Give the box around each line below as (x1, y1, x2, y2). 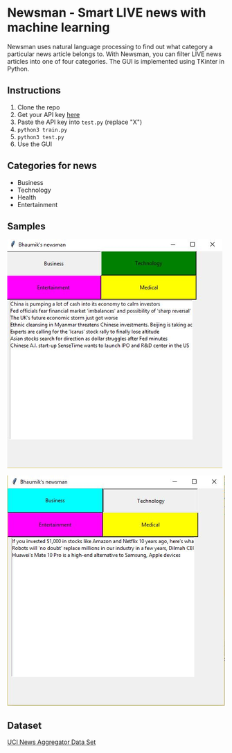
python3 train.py (17, 126, 68, 133)
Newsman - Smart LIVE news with (7, 5, 206, 21)
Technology (17, 186, 52, 194)
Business (17, 178, 44, 186)
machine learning (7, 19, 110, 35)
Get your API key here (17, 110, 80, 118)
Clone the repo (17, 103, 60, 112)
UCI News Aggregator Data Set (7, 738, 96, 746)
